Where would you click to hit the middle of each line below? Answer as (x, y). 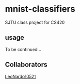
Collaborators (26, 65)
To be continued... (23, 49)
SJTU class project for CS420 (35, 22)
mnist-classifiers (40, 9)
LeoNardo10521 (21, 76)
